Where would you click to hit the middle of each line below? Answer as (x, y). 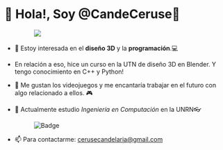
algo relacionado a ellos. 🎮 (53, 92)
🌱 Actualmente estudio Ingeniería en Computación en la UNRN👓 (108, 109)
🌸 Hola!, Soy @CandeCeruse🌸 (92, 14)
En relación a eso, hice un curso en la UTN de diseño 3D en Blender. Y (115, 64)
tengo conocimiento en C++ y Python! (69, 72)
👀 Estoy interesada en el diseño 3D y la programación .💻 (96, 48)
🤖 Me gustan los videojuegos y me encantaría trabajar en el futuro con (115, 85)
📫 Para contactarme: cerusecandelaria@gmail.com (89, 139)
